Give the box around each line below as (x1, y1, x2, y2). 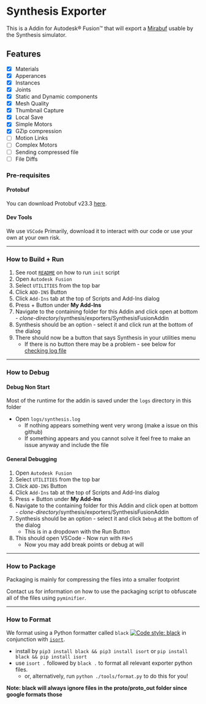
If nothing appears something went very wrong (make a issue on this (24, 422, 198, 429)
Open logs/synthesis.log (15, 415, 81, 423)
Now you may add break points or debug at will (24, 541, 144, 548)
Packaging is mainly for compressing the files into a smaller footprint (6, 575, 180, 583)
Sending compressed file (15, 148, 78, 156)
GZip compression (15, 128, 63, 135)
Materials (15, 65, 39, 72)
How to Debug (6, 368, 50, 377)
